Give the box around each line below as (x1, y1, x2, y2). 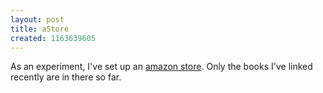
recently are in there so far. (10, 71, 122, 83)
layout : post (10, 14, 65, 25)
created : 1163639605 (10, 33, 97, 43)
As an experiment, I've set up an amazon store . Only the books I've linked (10, 61, 313, 73)
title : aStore (10, 24, 70, 34)
